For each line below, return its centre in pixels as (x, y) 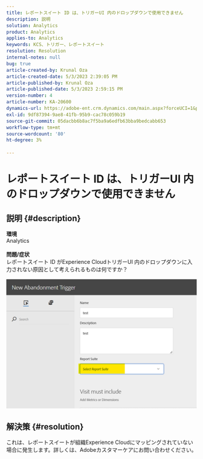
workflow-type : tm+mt (34, 127)
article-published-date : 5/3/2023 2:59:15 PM (64, 89)
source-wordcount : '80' (36, 134)
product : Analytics (31, 32)
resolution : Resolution (36, 51)
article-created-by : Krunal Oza (47, 70)
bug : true (19, 63)
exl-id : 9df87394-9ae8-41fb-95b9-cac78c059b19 (66, 115)
